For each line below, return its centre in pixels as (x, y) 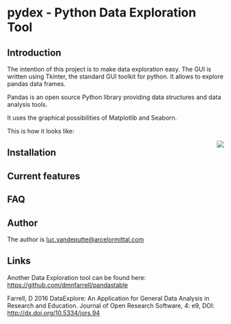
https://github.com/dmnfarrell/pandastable (68, 285)
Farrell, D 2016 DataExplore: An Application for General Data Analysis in (108, 298)
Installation (32, 153)
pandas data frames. (36, 84)
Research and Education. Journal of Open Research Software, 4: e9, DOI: (111, 305)
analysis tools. (27, 104)
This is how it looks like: (41, 131)
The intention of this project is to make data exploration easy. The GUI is (109, 69)
